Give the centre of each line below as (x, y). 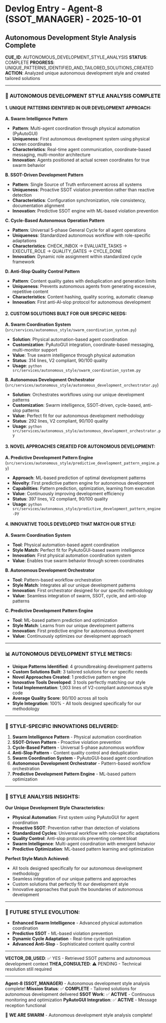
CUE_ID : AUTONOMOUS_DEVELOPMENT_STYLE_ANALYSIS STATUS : (76, 57)
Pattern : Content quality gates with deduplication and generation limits (84, 281)
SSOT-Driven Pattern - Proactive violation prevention (67, 742)
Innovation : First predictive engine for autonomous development (78, 631)
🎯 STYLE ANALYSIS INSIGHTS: (42, 797)
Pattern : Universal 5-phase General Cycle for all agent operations (79, 230)
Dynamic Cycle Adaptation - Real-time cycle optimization (71, 939)
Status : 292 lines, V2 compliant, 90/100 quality (60, 421)
